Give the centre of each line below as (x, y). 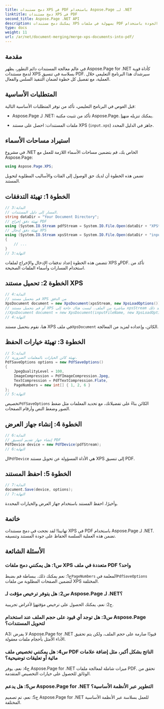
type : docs (16, 28)
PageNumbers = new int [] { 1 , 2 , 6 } (52, 385)
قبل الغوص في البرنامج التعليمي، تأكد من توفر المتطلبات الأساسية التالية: (70, 106)
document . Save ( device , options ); (39, 490)
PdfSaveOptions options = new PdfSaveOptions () (54, 362)
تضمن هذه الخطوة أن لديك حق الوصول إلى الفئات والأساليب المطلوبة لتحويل (74, 176)
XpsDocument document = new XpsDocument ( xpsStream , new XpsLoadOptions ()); (84, 304)
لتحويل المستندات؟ (25, 623)
